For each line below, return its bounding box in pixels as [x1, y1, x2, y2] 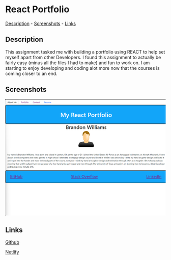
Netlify [5, 249, 19, 255]
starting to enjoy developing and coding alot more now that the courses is [5, 65, 160, 71]
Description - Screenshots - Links [5, 20, 76, 27]
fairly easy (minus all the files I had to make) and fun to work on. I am [5, 60, 150, 66]
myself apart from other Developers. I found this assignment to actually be [5, 54, 161, 60]
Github [5, 239, 19, 245]
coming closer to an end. [5, 70, 58, 76]
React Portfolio [5, 4, 70, 15]
